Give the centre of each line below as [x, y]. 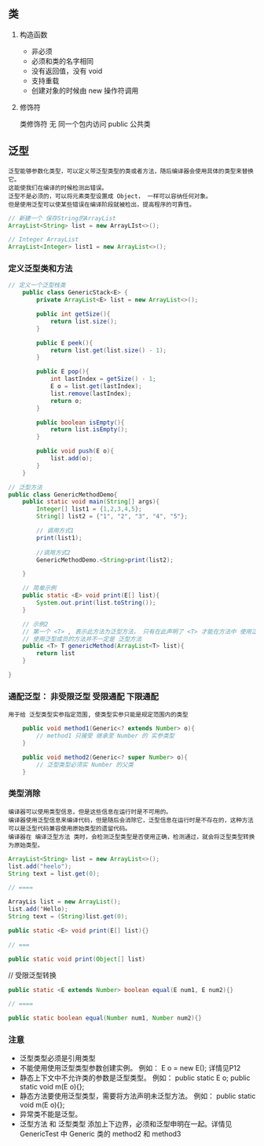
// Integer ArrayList [44, 240]
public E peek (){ [64, 343]
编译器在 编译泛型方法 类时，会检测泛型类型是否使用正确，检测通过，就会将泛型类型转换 [132, 837]
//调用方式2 [53, 552]
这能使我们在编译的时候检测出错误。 [58, 188]
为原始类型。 [26, 845]
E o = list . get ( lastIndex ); [96, 386]
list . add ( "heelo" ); [40, 866]
